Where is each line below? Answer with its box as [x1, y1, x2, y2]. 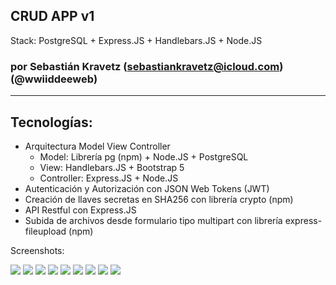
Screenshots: [10, 244, 65, 256]
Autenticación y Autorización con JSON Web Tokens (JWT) [24, 182, 270, 194]
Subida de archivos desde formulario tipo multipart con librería [24, 214, 283, 226]
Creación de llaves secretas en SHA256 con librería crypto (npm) [24, 193, 294, 205]
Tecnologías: [10, 114, 93, 131]
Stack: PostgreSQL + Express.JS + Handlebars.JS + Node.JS [10, 34, 263, 46]
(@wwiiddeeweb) [10, 72, 98, 86]
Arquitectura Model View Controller [24, 140, 171, 152]
